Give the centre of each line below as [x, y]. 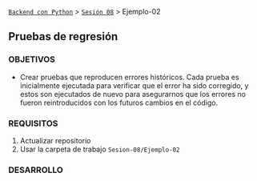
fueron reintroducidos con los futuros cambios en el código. [119, 103]
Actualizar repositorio [55, 140]
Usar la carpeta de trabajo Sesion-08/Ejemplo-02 [100, 149]
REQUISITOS [33, 123]
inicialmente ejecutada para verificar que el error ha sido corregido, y [134, 85]
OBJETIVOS [32, 59]
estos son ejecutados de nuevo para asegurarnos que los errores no [133, 94]
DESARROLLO [36, 170]
